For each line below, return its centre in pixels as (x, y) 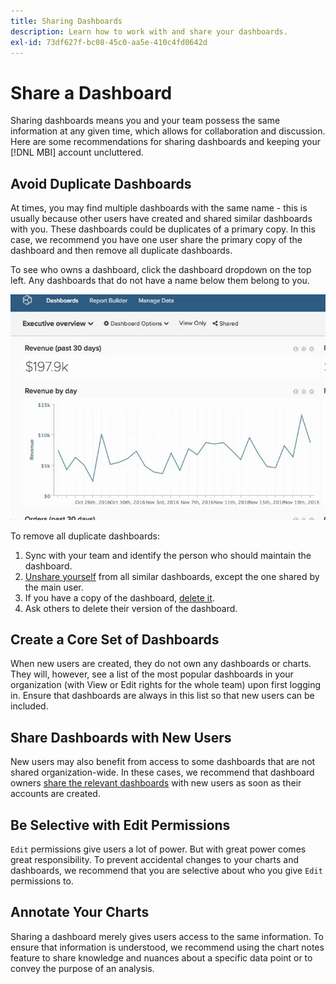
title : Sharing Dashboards (66, 21)
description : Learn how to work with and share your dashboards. (149, 31)
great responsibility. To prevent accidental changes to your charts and (154, 859)
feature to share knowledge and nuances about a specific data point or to (161, 957)
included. (29, 706)
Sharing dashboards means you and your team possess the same (145, 121)
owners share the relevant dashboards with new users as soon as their (156, 783)
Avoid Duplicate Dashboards (101, 183)
